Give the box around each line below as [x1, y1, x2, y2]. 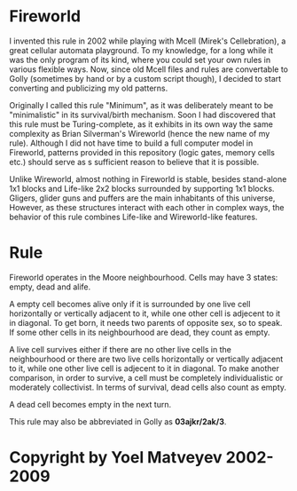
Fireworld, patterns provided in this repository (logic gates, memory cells [9, 147, 275, 157]
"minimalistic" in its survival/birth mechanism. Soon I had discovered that [9, 109, 277, 120]
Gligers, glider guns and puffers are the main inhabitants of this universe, [9, 193, 276, 203]
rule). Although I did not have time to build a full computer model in [9, 138, 254, 148]
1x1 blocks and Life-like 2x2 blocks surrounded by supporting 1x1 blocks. [9, 183, 275, 194]
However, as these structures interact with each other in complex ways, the [9, 202, 285, 212]
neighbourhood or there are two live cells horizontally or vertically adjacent [9, 353, 284, 364]
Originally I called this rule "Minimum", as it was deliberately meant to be [9, 99, 274, 110]
